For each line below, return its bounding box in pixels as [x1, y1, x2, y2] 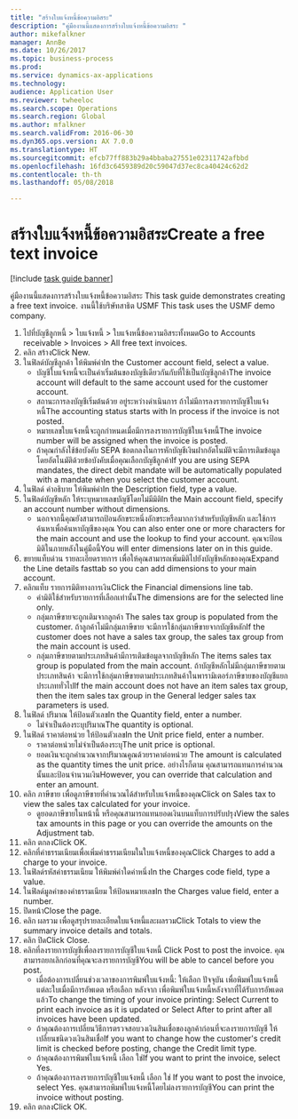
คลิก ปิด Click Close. [22, 935, 90, 946]
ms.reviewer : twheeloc [10, 95, 94, 105]
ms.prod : [10, 63, 43, 72]
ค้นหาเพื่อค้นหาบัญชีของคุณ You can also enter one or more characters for [35, 524, 286, 534]
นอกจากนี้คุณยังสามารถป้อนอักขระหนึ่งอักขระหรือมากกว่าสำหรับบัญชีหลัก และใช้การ [35, 513, 277, 524]
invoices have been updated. [35, 1014, 143, 1025]
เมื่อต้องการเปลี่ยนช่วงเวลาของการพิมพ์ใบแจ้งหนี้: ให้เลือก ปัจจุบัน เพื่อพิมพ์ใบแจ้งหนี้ [35, 974, 278, 985]
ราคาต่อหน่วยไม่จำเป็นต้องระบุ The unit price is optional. [35, 739, 216, 750]
